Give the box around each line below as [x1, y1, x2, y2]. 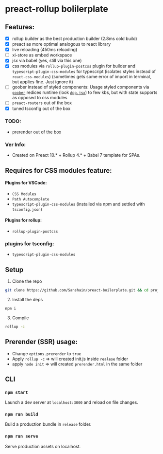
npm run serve [5, 434, 38, 439]
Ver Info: [5, 141, 26, 148]
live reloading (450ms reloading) [12, 47, 78, 53]
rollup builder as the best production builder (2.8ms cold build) [12, 36, 137, 41]
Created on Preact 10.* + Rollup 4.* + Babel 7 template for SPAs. [12, 152, 141, 158]
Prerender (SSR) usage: [5, 338, 78, 346]
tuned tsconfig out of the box [12, 106, 71, 111]
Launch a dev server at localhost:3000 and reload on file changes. [5, 400, 138, 405]
